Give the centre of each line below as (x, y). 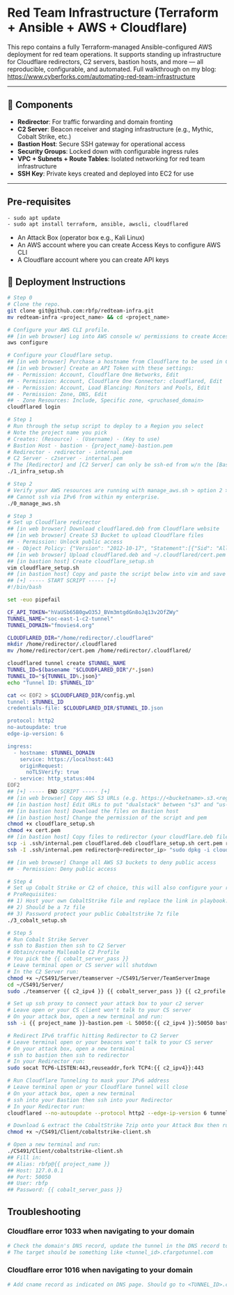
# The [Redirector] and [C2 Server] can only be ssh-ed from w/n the (110, 465)
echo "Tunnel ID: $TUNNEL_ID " (51, 683)
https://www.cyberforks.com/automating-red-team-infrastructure (101, 76)
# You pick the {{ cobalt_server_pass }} (68, 959)
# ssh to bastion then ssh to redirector (68, 1055)
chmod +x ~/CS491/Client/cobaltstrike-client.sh (79, 1132)
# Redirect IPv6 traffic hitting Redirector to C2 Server (93, 1035)
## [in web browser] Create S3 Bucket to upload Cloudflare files (106, 535)
